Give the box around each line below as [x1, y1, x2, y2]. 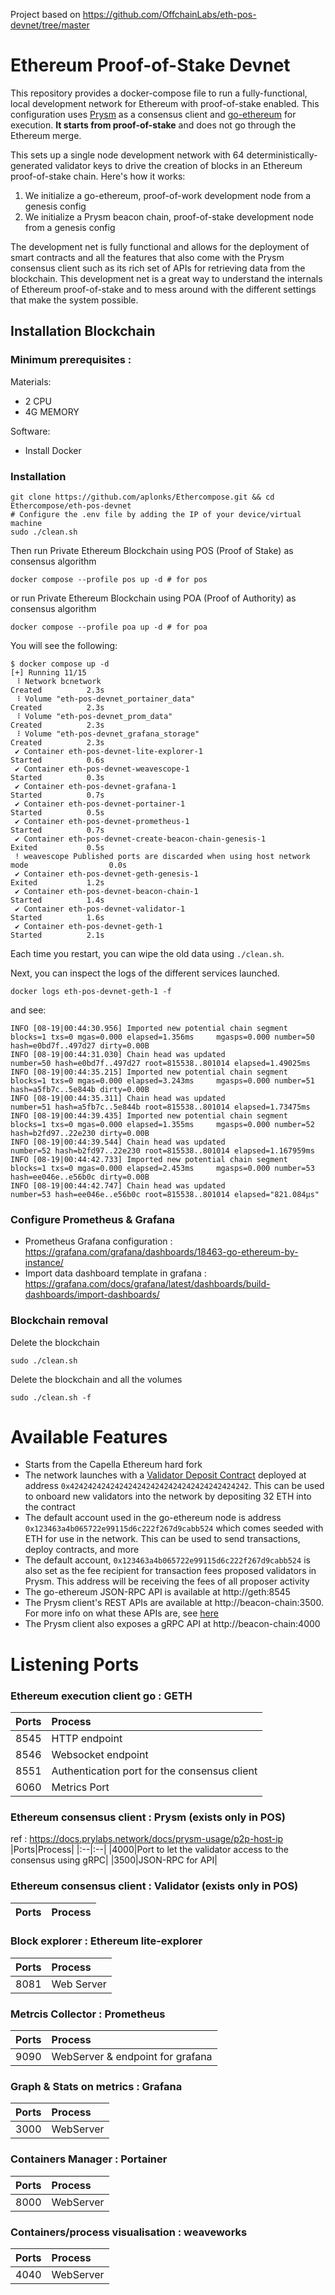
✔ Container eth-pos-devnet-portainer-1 [14, 799, 186, 809]
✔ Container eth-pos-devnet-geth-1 [14, 921, 163, 931]
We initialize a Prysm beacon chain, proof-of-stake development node [24, 210, 314, 223]
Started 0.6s [10, 755, 105, 765]
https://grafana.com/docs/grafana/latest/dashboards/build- [24, 1278, 271, 1290]
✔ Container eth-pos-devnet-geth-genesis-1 [14, 869, 199, 879]
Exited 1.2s [10, 877, 105, 888]
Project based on [10, 9, 81, 20]
